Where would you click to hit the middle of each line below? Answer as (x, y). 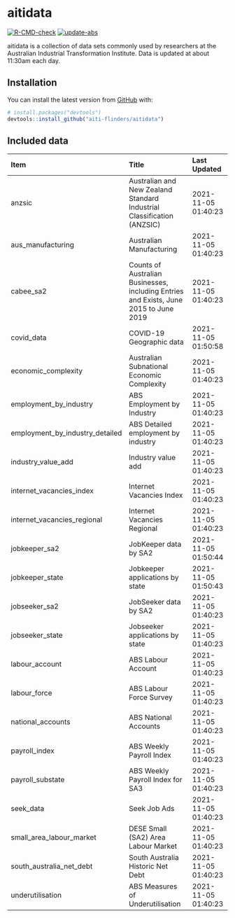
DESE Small (148, 829)
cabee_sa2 (29, 291)
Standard (144, 199)
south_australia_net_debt (52, 866)
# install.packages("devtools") (54, 112)
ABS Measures (153, 886)
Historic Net (149, 866)
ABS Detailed (151, 424)
